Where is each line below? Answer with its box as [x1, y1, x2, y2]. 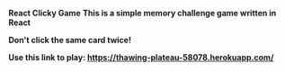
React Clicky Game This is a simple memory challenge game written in [8, 8, 277, 18]
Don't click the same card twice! [8, 35, 132, 45]
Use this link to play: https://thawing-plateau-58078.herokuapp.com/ [8, 52, 274, 62]
